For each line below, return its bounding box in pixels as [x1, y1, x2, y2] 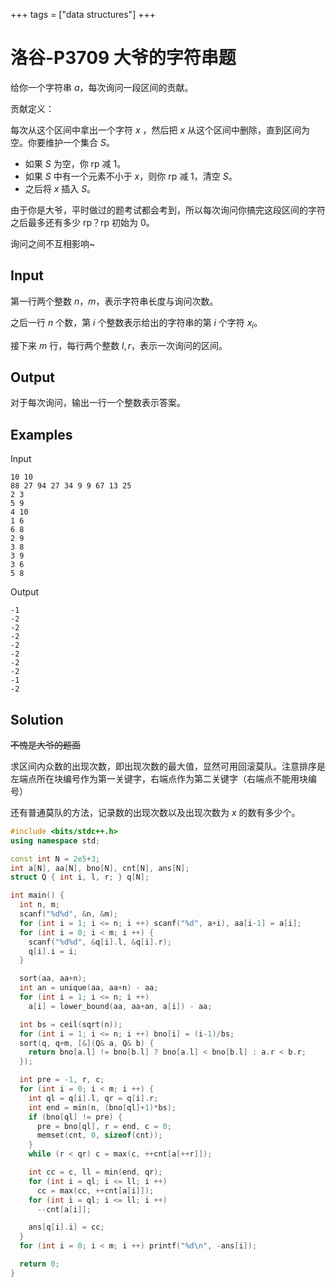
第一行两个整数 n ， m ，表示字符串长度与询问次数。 [10, 295, 219, 307]
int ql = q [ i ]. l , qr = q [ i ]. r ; [28, 1093, 159, 1103]
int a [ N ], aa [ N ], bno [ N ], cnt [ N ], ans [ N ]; [10, 863, 190, 873]
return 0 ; [19, 1259, 60, 1269]
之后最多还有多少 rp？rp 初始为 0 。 [10, 216, 155, 228]
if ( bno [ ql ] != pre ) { [28, 1112, 123, 1122]
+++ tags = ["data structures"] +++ [10, 9, 156, 20]
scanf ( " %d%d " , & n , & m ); [19, 909, 118, 919]
